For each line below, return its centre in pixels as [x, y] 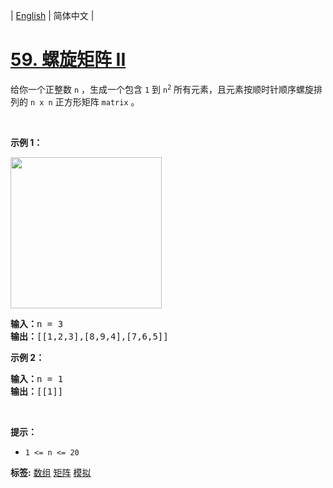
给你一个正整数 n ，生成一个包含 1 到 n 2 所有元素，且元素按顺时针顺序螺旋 [162, 89]
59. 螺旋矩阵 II [68, 60]
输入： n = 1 [37, 378]
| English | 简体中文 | [52, 15]
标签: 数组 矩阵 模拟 [51, 472]
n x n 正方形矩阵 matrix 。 [84, 101]
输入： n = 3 [37, 323]
